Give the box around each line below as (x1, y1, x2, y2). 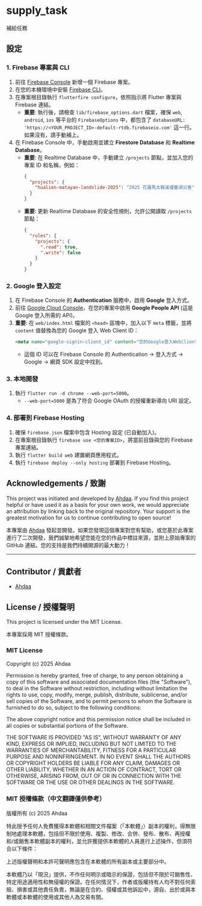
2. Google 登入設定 (6, 281, 61, 290)
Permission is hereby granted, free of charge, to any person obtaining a (6, 672, 183, 679)
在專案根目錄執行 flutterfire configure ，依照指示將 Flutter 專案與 (14, 93, 182, 100)
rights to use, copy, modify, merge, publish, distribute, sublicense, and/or (6, 691, 188, 698)
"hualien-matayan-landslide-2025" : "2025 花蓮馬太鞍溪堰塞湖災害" (35, 185, 195, 191)
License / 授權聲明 (6, 602, 75, 612)
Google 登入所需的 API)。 (14, 312, 78, 319)
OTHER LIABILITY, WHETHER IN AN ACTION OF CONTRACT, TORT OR (6, 765, 182, 773)
